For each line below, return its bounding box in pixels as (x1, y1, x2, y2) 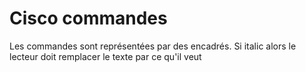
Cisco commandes (9, 7, 168, 30)
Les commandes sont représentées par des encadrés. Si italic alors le (9, 40, 297, 52)
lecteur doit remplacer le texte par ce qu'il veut (9, 50, 202, 62)
